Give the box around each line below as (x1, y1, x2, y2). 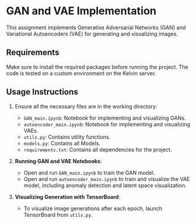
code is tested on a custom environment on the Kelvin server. (6, 70, 156, 77)
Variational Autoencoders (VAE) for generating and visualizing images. (6, 30, 178, 37)
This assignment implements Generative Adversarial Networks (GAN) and (6, 24, 186, 31)
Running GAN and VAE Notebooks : (14, 157, 102, 164)
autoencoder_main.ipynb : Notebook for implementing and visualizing (23, 120, 191, 127)
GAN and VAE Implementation (6, 4, 157, 18)
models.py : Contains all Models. (23, 139, 101, 147)
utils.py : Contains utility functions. (23, 133, 111, 141)
